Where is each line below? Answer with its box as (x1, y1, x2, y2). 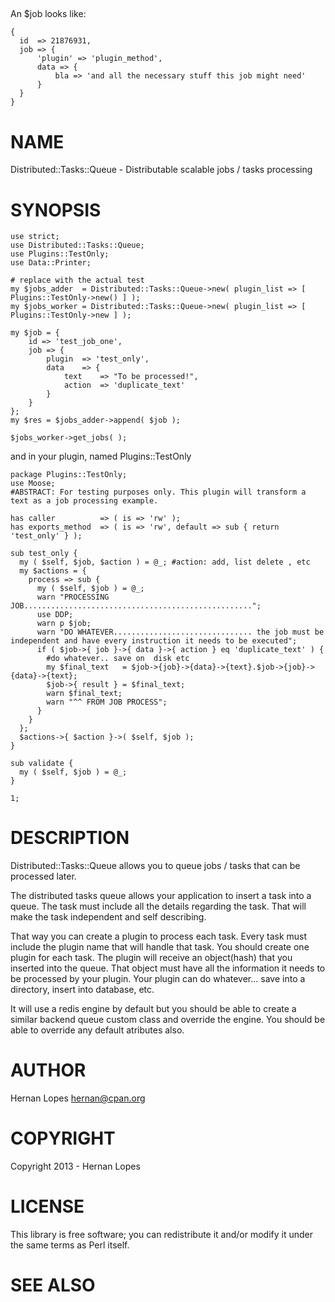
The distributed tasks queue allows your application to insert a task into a (10, 890, 312, 902)
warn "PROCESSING (36, 592, 110, 603)
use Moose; (10, 479, 56, 489)
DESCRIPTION (10, 827, 130, 849)
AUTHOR (10, 1059, 87, 1082)
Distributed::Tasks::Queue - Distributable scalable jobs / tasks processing (10, 164, 313, 176)
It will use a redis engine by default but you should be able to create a (10, 1003, 297, 1015)
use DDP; (36, 610, 74, 620)
